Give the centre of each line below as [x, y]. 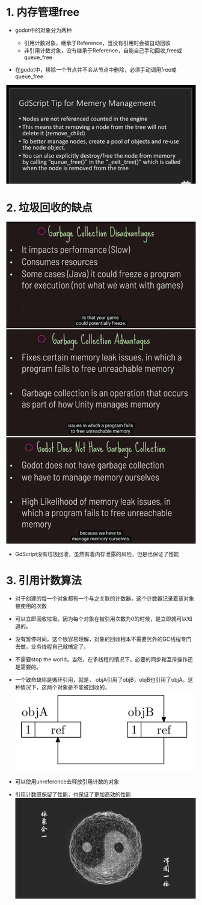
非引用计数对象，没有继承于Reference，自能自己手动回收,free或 [103, 50]
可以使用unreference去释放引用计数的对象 [67, 781]
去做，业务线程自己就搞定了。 [52, 647]
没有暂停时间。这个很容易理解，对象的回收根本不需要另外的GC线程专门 [103, 639]
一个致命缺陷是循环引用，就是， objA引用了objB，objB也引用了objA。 [101, 680]
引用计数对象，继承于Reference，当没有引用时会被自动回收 [97, 43]
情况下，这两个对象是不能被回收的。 [65, 687]
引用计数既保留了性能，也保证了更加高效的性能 [73, 794]
